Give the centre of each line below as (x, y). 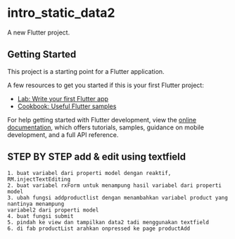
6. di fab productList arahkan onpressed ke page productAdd (99, 228)
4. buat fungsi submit (40, 216)
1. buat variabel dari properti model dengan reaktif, (89, 173)
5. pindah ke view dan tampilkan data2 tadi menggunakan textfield (108, 222)
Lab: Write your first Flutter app (63, 98)
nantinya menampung (36, 204)
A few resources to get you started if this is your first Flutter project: (106, 85)
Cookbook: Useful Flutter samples (67, 106)
